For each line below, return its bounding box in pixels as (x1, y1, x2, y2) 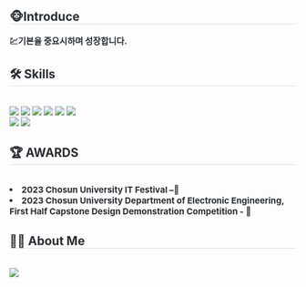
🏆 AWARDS (9, 145, 79, 160)
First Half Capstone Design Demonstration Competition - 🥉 (9, 206, 252, 218)
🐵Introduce (9, 9, 80, 25)
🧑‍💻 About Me (9, 233, 86, 249)
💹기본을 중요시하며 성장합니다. (9, 35, 127, 46)
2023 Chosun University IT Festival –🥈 (21, 184, 180, 196)
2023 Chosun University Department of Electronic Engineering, (21, 195, 285, 207)
